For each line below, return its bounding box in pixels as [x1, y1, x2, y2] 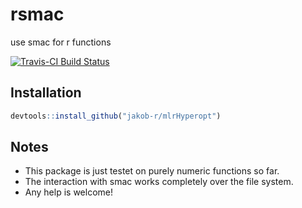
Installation [10, 84, 82, 102]
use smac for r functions [10, 36, 112, 48]
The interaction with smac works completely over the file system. [24, 176, 294, 188]
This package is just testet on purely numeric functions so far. [24, 165, 280, 177]
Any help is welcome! [24, 186, 113, 198]
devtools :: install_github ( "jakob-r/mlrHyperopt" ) [10, 111, 222, 121]
